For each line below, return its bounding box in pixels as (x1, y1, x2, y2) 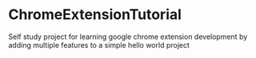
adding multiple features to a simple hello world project (8, 40, 190, 49)
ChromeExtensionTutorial (8, 6, 182, 24)
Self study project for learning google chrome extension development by (8, 32, 248, 41)
